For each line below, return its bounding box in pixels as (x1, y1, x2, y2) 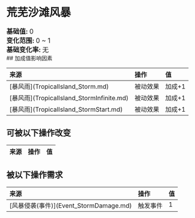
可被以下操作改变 (6, 128, 71, 138)
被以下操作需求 (6, 170, 63, 180)
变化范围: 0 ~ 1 (6, 36, 51, 45)
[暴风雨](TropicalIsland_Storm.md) (9, 82, 109, 90)
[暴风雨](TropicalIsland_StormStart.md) (9, 105, 123, 114)
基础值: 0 (6, 27, 34, 35)
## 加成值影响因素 (6, 54, 53, 62)
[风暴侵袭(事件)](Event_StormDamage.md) (9, 201, 132, 209)
